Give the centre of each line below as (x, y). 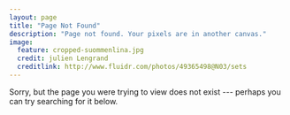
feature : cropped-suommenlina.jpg (80, 50)
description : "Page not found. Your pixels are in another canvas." (138, 34)
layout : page (33, 17)
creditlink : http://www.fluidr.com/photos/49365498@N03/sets (132, 67)
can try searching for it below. (64, 101)
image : (21, 42)
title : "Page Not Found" (55, 26)
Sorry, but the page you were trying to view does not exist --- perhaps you (145, 92)
